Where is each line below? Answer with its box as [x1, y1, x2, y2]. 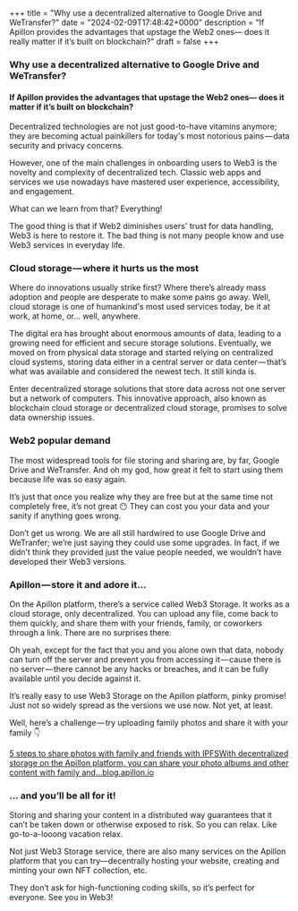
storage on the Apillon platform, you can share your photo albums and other [9, 758, 289, 769]
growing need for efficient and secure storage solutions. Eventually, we [9, 337, 272, 348]
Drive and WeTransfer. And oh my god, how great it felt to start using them [9, 464, 284, 475]
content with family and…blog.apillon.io [9, 767, 155, 778]
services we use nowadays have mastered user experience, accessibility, [9, 176, 280, 187]
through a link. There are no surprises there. [9, 627, 172, 638]
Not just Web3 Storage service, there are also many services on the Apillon [9, 846, 286, 857]
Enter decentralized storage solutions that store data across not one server [9, 384, 286, 395]
